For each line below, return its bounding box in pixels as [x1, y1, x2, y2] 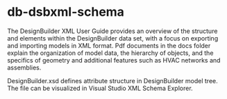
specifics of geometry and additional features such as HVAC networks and [7, 56, 221, 64]
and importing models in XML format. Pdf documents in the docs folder [7, 41, 211, 49]
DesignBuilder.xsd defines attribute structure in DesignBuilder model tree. [7, 76, 218, 85]
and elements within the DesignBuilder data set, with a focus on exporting [7, 34, 219, 42]
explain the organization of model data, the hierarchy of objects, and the [7, 49, 214, 57]
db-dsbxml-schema [7, 4, 125, 20]
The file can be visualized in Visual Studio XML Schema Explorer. [7, 84, 193, 92]
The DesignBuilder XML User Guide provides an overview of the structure [7, 27, 218, 35]
